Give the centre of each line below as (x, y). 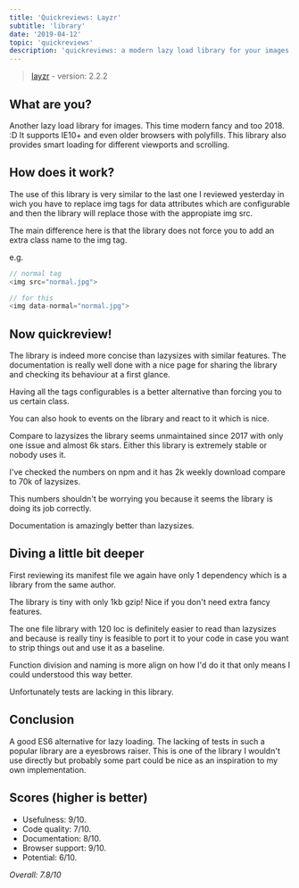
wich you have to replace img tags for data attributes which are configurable (149, 203)
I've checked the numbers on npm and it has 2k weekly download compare (147, 472)
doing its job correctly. (50, 509)
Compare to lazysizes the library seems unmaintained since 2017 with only (146, 436)
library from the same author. (62, 585)
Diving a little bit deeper (77, 554)
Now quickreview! (61, 334)
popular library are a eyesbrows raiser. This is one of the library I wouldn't (145, 751)
